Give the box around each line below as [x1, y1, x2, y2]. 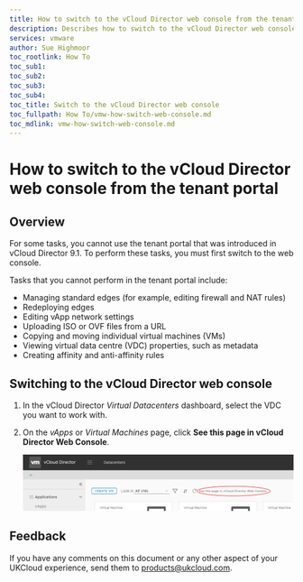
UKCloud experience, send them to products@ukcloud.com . [9, 562, 233, 573]
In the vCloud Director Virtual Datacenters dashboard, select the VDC [22, 400, 281, 411]
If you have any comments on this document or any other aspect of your [9, 552, 278, 563]
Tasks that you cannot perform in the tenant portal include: [9, 275, 228, 286]
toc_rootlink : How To [9, 52, 91, 62]
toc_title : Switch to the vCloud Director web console [9, 100, 220, 109]
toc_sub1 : [9, 62, 47, 71]
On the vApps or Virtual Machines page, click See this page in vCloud [22, 427, 284, 438]
